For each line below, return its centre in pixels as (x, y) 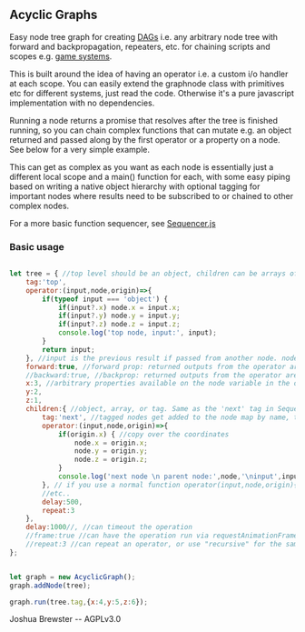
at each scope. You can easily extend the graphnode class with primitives (147, 83)
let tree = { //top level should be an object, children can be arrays (148, 274)
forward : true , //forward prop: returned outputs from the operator (156, 366)
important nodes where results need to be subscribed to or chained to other (151, 196)
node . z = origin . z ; (111, 460)
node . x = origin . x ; (111, 443)
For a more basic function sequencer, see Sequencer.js (113, 223)
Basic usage (37, 246)
